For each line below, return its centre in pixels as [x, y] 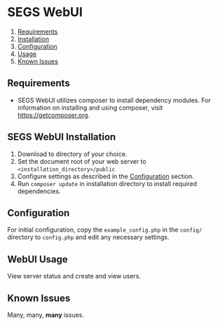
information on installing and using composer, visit [90, 107]
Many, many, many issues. [46, 315]
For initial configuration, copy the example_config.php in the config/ [105, 230]
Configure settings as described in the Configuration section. [105, 176]
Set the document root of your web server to [82, 161]
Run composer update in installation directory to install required [107, 183]
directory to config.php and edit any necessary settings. [88, 237]
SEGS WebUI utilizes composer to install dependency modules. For [114, 100]
